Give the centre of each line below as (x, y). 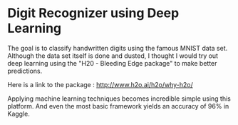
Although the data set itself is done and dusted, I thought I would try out (113, 56)
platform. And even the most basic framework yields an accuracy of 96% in (118, 106)
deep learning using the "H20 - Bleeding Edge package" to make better (112, 63)
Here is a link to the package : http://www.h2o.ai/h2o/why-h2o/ (100, 84)
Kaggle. (19, 114)
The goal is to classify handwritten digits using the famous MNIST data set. (118, 48)
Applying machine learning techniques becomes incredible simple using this (119, 99)
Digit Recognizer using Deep (93, 13)
